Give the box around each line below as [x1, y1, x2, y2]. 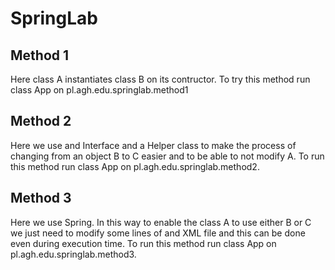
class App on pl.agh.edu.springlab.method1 [10, 84, 189, 96]
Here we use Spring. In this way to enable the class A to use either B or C [10, 216, 312, 228]
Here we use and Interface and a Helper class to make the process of [10, 139, 297, 151]
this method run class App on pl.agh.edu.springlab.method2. [10, 160, 260, 172]
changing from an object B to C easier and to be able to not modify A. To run [10, 150, 325, 162]
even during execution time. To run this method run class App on [10, 237, 277, 249]
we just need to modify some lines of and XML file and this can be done [10, 227, 306, 239]
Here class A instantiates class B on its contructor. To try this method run [10, 73, 311, 85]
